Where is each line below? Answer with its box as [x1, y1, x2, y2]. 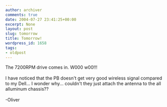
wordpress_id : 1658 [5, 41, 47, 46]
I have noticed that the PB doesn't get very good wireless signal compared [5, 75, 162, 81]
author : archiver [5, 7, 42, 13]
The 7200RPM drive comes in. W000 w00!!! [5, 64, 98, 70]
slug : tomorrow [5, 31, 38, 36]
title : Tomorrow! [5, 36, 42, 41]
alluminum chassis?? [5, 86, 49, 92]
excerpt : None [5, 21, 36, 27]
